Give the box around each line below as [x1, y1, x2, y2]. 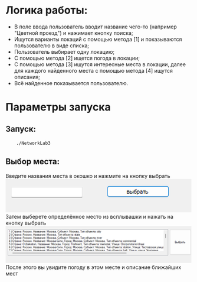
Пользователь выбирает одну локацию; [14, 48, 115, 55]
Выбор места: [5, 157, 60, 167]
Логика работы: [5, 4, 88, 17]
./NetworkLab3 [16, 140, 51, 146]
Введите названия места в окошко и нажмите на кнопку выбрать [5, 172, 170, 179]
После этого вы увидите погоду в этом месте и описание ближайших [5, 264, 182, 271]
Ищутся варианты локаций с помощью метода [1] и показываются [14, 35, 182, 43]
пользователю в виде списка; [14, 42, 90, 49]
